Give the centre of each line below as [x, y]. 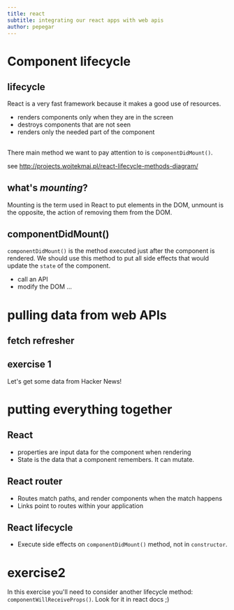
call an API [32, 279]
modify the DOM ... [44, 286]
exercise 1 [29, 364]
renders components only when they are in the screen [95, 117]
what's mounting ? [48, 188]
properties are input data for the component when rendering [104, 452]
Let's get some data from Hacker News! [65, 381]
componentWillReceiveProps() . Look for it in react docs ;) [88, 600]
